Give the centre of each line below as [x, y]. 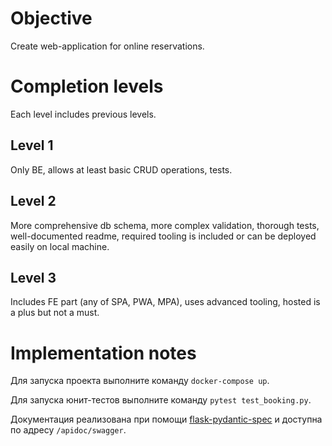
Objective [51, 18]
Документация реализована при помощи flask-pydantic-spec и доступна [166, 419]
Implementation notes [103, 353]
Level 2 [33, 201]
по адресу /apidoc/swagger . [68, 430]
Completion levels [87, 86]
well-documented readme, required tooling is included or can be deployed [163, 236]
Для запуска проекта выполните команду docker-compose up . [140, 381]
